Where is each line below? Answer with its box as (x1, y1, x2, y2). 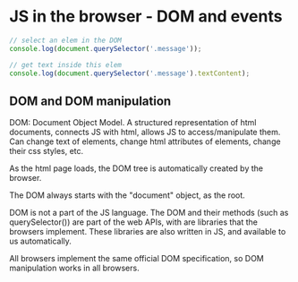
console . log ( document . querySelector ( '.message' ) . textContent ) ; (9, 69, 251, 78)
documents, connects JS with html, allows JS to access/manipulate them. (9, 127, 281, 138)
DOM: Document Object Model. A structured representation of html (9, 117, 257, 128)
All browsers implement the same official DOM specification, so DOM (9, 253, 264, 264)
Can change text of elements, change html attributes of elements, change (9, 136, 281, 147)
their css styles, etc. (9, 146, 84, 157)
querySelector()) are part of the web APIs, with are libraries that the (9, 217, 258, 227)
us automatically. (9, 235, 72, 247)
